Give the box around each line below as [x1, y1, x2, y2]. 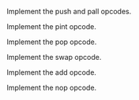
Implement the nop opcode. [6, 83, 97, 92]
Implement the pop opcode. [6, 37, 97, 46]
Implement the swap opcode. [6, 53, 102, 61]
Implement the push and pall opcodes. [6, 7, 132, 16]
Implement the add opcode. [6, 68, 97, 77]
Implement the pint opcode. [6, 22, 97, 31]
